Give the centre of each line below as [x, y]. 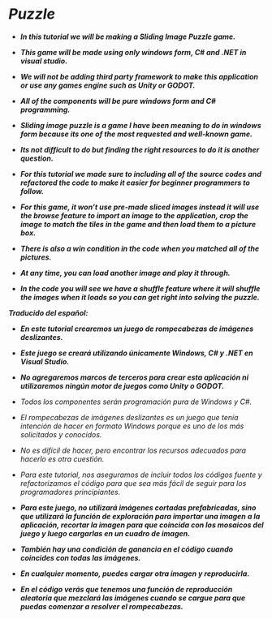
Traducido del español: [48, 312]
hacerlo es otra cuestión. [62, 458]
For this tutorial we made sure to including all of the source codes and [141, 174]
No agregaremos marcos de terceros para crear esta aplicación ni [134, 377]
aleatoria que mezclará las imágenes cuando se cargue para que [133, 598]
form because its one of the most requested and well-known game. [136, 134]
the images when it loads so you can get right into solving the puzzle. [140, 297]
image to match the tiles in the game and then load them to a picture [138, 224]
